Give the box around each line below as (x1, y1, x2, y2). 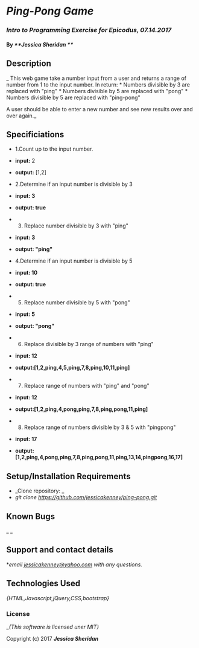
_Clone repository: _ (14, 487, 65, 494)
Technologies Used (6, 578, 80, 589)
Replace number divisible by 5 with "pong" (24, 299, 131, 306)
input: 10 (14, 269, 38, 277)
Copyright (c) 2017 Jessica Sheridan (6, 635, 99, 642)
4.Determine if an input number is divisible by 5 (14, 257, 133, 264)
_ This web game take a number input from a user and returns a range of (6, 74, 187, 82)
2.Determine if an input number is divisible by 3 (14, 180, 133, 188)
